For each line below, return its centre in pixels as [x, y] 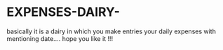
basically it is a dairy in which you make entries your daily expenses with [111, 31]
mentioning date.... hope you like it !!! [60, 38]
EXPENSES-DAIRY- [63, 12]
